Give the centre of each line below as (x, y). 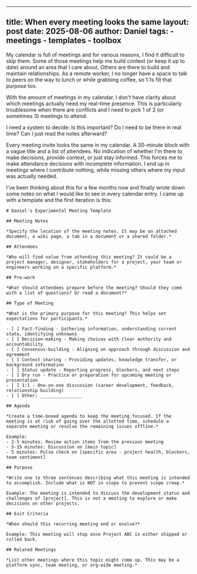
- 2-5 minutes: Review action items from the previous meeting (85, 442)
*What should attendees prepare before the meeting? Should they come (94, 288)
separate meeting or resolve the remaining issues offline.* (82, 426)
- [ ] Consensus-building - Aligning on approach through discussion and (98, 349)
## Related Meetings (31, 549)
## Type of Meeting (30, 303)
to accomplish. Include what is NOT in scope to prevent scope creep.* (95, 483)
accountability (25, 344)
